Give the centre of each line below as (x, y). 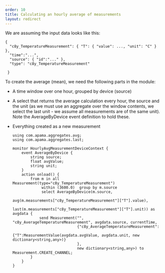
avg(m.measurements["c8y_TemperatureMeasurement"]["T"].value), (80, 201)
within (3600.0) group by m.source (80, 188)
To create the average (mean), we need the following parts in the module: (80, 82)
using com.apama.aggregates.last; (48, 140)
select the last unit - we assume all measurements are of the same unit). (86, 112)
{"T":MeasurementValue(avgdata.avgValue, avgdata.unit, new (76, 236)
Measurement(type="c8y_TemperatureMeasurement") (64, 183)
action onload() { (41, 175)
